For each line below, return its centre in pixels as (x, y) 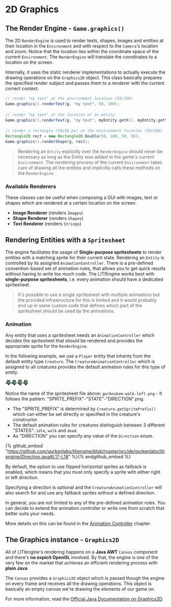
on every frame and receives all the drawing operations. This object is (78, 583)
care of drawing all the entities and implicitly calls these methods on (89, 168)
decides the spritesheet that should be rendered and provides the (74, 341)
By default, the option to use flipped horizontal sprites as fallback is (76, 467)
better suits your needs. (30, 514)
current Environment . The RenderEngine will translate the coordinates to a (81, 57)
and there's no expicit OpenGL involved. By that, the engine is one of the (82, 557)
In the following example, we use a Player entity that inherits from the (78, 356)
